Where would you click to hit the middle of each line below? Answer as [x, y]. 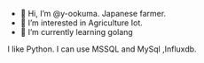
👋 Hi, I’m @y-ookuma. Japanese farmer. [93, 14]
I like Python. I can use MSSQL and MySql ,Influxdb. [102, 49]
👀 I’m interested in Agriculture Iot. [81, 23]
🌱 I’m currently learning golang [76, 32]
